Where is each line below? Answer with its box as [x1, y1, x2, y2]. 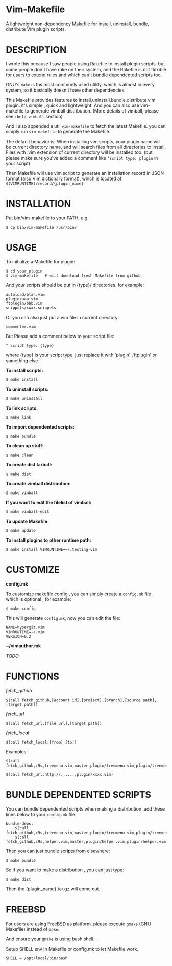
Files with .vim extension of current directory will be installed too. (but [6, 149, 153, 155]
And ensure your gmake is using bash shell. [6, 936, 95, 942]
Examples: [6, 748, 28, 755]
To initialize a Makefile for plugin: [6, 258, 76, 264]
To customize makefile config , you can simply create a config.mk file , [6, 591, 154, 597]
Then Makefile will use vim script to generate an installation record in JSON [6, 170, 164, 176]
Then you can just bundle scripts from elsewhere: [6, 848, 110, 854]
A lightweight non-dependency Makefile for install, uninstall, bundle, [6, 20, 150, 27]
